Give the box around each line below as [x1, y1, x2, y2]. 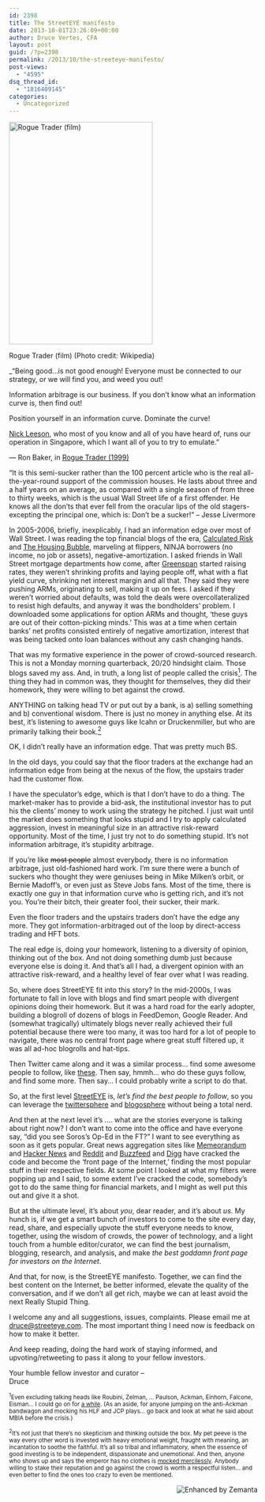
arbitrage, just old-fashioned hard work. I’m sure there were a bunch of [9, 864, 240, 873]
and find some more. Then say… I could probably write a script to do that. [9, 1076, 248, 1086]
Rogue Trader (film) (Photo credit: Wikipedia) [9, 351, 155, 361]
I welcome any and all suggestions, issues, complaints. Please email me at [9, 1312, 251, 1322]
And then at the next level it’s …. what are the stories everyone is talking [9, 1115, 243, 1125]
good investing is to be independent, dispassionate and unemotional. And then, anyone [9, 1451, 245, 1458]
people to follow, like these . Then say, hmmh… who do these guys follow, [9, 1068, 247, 1077]
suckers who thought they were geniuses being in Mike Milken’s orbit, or [9, 872, 244, 882]
